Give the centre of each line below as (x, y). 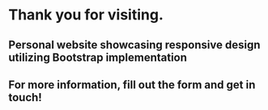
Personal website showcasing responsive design (134, 45)
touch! (25, 97)
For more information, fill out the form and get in (132, 85)
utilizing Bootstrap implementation (98, 57)
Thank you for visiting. (86, 15)
